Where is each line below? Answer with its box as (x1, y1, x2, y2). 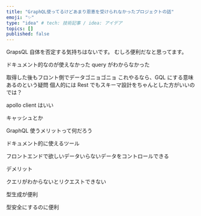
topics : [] (6, 25, 34, 32)
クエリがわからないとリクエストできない (6, 178, 106, 185)
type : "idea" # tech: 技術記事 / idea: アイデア (6, 20, 123, 26)
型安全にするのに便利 (6, 203, 59, 211)
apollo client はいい (6, 101, 54, 109)
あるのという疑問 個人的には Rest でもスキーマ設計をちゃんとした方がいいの (6, 82, 195, 89)
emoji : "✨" (6, 14, 35, 20)
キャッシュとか (6, 115, 43, 122)
